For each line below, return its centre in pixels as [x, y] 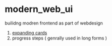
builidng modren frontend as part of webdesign [54, 23]
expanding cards [30, 32]
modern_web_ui [39, 9]
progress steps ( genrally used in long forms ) [59, 38]
